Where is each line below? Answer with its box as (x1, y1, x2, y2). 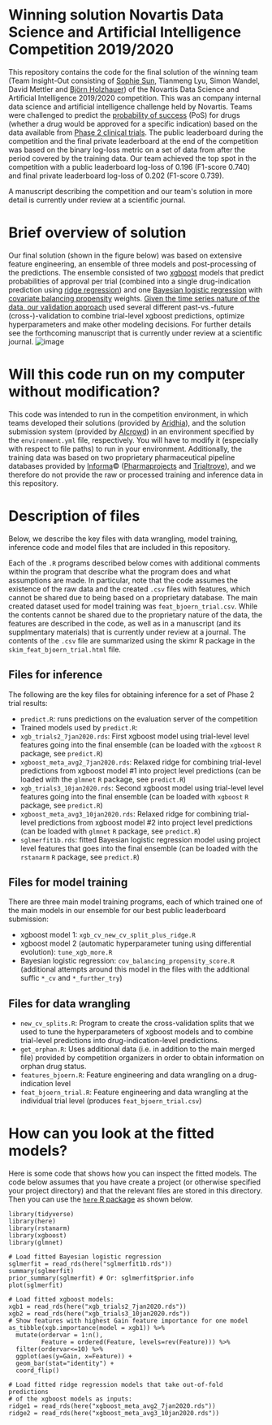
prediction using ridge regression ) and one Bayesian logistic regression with (8, 284, 263, 294)
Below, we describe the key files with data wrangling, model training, (8, 534, 238, 544)
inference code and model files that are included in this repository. (8, 542, 231, 552)
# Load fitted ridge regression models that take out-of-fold (8, 1381, 223, 1389)
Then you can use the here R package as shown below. (8, 1194, 193, 1204)
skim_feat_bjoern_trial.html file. (8, 644, 122, 654)
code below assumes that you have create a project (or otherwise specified (8, 1177, 261, 1187)
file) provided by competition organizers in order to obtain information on (19, 1053, 265, 1063)
